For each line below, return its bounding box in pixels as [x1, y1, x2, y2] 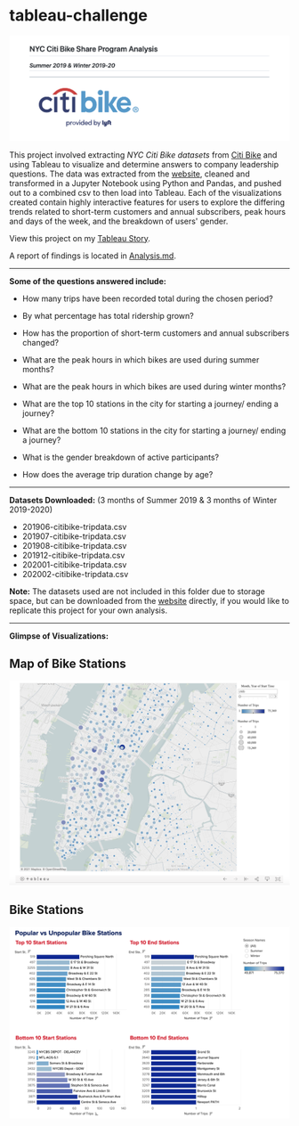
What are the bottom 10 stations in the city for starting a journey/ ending [21, 425, 287, 436]
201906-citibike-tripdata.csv [21, 521, 127, 532]
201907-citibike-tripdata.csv [21, 531, 126, 542]
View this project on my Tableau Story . [9, 233, 151, 243]
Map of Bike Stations [9, 657, 126, 672]
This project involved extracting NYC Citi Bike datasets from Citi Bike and [9, 149, 278, 160]
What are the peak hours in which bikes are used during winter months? [21, 380, 287, 392]
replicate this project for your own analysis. [9, 605, 167, 616]
